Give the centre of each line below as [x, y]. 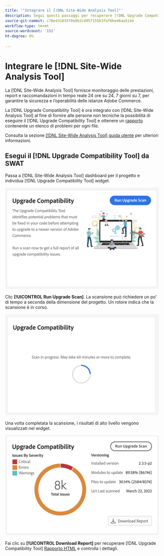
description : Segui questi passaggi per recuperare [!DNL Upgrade [74, 15]
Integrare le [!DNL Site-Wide [63, 66]
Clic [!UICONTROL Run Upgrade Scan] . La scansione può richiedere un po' [81, 297]
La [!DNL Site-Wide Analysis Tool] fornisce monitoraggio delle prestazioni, [80, 90]
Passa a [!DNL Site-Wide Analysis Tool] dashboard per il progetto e [72, 175]
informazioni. [18, 140]
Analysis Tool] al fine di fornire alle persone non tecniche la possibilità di [78, 115]
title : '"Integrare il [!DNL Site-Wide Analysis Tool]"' [64, 10]
